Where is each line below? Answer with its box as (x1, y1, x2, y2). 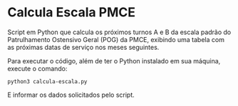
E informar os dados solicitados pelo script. (7, 90, 135, 99)
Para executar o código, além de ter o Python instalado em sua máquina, (7, 56, 221, 65)
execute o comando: (7, 64, 68, 73)
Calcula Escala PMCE (7, 4, 136, 21)
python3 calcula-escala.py (7, 78, 88, 85)
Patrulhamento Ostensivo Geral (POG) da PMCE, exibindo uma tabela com (7, 35, 224, 43)
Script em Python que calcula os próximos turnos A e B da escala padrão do (7, 28, 232, 36)
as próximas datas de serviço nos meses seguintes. (7, 43, 160, 51)
